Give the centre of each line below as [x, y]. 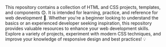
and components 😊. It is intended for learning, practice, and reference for [81, 12]
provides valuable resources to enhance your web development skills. [77, 28]
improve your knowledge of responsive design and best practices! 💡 [76, 39]
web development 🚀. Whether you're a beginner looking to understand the [82, 18]
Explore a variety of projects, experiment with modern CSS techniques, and [83, 34]
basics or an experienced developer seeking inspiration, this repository [78, 23]
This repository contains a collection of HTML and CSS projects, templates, [83, 7]
